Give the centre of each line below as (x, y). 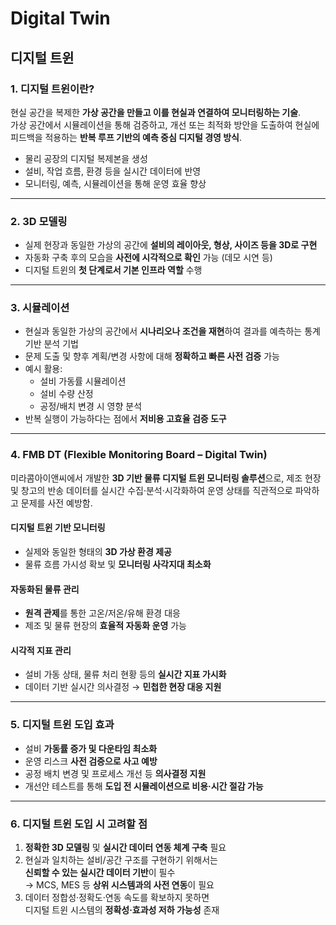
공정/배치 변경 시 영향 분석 (91, 406)
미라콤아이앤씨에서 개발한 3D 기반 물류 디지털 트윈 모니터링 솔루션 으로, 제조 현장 (166, 478)
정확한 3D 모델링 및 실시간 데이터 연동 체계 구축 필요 (125, 847)
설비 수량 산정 (66, 394)
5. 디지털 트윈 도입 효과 (62, 725)
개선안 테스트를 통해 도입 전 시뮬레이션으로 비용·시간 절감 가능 (144, 786)
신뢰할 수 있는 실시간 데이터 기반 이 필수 (100, 872)
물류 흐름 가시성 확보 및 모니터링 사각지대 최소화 (118, 564)
